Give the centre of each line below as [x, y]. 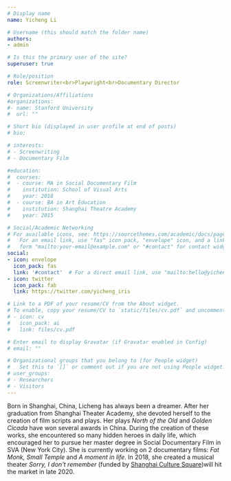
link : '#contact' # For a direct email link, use [87, 272]
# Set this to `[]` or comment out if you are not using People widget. [117, 367]
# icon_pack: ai [33, 323]
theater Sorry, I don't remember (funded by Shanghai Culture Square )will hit [114, 464]
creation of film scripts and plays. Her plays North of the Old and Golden [110, 421]
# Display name [29, 13]
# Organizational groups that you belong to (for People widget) [102, 361]
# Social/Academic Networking [51, 227]
